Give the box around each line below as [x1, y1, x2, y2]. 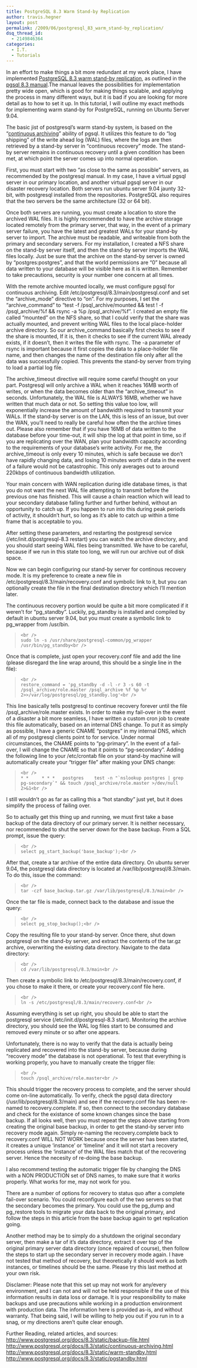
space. [6, 554, 23, 561]
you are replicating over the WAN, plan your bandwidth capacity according [6, 437, 186, 444]
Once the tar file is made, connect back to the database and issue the [6, 898, 175, 905]
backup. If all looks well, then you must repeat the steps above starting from [6, 1116, 190, 1123]
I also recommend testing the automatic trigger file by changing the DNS [6, 1165, 181, 1173]
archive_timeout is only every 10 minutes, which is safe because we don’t [6, 450, 183, 457]
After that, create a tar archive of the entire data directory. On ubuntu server [6, 859, 189, 866]
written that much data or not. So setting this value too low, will [6, 400, 158, 407]
